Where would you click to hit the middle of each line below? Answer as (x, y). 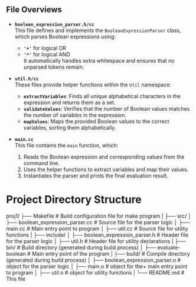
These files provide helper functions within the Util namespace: (93, 85)
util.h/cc (27, 79)
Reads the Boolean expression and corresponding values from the (104, 157)
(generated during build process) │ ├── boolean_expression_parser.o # (94, 260)
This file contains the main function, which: (66, 145)
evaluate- (169, 247)
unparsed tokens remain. (54, 67)
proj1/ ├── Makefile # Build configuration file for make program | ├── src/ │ (99, 216)
